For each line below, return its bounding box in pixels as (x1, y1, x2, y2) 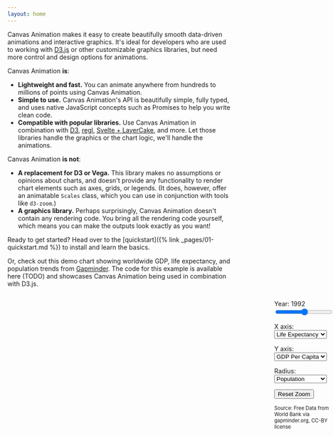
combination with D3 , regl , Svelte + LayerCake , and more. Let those (17, 125, 216, 134)
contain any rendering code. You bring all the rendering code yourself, (17, 214, 224, 222)
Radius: (274, 366, 297, 375)
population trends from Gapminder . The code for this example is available (7, 264, 223, 273)
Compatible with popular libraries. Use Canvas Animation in (17, 118, 196, 127)
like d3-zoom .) (17, 199, 57, 207)
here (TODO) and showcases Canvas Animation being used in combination (7, 271, 226, 280)
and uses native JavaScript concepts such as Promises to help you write (17, 103, 231, 111)
